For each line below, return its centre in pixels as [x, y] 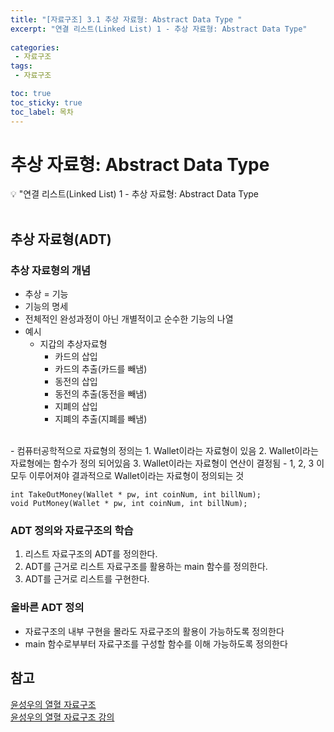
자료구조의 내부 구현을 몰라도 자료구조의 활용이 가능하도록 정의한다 [154, 631]
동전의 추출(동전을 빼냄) [101, 394]
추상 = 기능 [46, 294]
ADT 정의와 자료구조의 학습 [72, 531]
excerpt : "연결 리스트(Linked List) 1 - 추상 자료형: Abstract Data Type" [159, 29]
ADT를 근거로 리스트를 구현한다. [87, 579]
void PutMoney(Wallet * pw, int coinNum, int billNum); [129, 504]
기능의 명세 [46, 307]
